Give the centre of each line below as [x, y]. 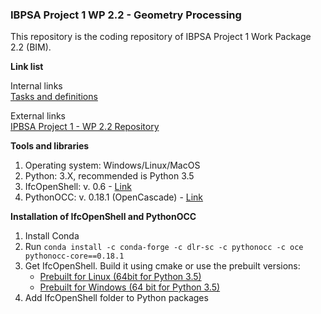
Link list [27, 67]
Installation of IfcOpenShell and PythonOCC [103, 217]
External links [38, 116]
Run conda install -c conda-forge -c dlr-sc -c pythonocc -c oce [164, 247]
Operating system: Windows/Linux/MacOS [112, 165]
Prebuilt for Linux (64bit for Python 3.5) [120, 277]
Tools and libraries [50, 146]
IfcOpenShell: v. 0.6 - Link [78, 187]
